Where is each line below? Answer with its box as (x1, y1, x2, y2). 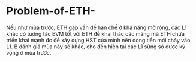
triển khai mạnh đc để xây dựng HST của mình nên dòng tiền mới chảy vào (6, 36, 191, 44)
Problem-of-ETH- (6, 4, 96, 18)
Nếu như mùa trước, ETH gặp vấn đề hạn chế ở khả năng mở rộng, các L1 (6, 24, 187, 31)
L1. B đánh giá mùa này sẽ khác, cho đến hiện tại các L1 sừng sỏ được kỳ (6, 43, 186, 50)
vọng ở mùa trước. (6, 49, 52, 56)
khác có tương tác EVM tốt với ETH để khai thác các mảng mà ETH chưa (6, 30, 185, 37)
